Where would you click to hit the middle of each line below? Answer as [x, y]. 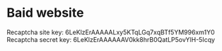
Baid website [45, 13]
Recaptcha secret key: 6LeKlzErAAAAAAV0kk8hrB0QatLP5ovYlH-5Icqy [111, 39]
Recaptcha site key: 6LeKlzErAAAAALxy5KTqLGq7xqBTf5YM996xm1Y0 [111, 32]
